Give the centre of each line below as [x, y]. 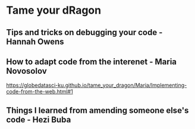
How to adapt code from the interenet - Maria [92, 62]
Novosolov [27, 71]
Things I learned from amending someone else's [97, 110]
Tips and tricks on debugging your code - [84, 32]
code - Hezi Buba [39, 119]
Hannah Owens [35, 41]
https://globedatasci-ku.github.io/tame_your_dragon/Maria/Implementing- [97, 85]
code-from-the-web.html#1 [40, 92]
